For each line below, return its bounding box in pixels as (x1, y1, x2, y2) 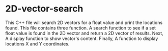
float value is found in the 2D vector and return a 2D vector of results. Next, (5, 30, 164, 36)
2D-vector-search (5, 3, 83, 14)
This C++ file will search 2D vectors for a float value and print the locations (5, 19, 163, 25)
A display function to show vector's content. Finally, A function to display (5, 35, 158, 41)
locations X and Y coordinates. (5, 40, 70, 46)
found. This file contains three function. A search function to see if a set (5, 24, 156, 30)
